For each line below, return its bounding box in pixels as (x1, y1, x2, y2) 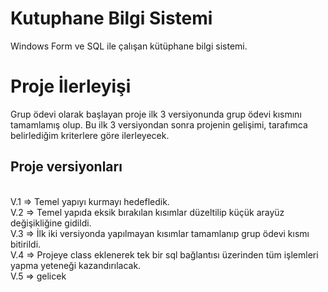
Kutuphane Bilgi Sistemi (10, 7, 213, 30)
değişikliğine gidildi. (10, 217, 92, 229)
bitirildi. (10, 238, 42, 250)
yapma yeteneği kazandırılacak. (10, 259, 142, 271)
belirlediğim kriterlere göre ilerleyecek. (10, 129, 170, 141)
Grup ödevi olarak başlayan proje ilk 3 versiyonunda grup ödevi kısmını (10, 108, 302, 120)
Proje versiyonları (10, 158, 123, 176)
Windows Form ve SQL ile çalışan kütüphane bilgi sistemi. (10, 40, 248, 52)
